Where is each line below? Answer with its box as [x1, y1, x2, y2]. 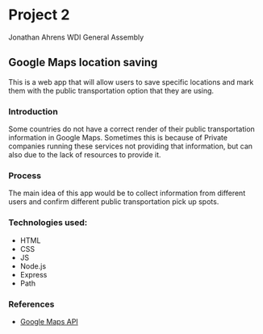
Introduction [8, 106, 58, 117]
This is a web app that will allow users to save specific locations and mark [8, 77, 254, 86]
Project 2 [8, 6, 70, 24]
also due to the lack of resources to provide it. [8, 150, 161, 160]
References [8, 299, 55, 310]
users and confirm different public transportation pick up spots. [8, 197, 219, 207]
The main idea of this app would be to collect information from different [8, 188, 246, 198]
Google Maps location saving [8, 56, 158, 69]
